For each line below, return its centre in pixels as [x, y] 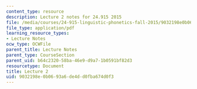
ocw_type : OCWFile [28, 44]
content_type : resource [35, 11]
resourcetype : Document [35, 66]
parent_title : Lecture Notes [42, 50]
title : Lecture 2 [27, 71]
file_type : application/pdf [40, 28]
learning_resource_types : [38, 33]
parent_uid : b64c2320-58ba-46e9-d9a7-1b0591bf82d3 [69, 60]
